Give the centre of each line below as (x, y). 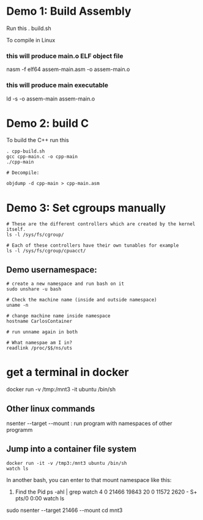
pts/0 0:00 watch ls (40, 498)
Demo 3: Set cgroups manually (86, 208)
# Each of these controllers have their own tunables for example (93, 246)
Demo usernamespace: (52, 270)
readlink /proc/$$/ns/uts (39, 348)
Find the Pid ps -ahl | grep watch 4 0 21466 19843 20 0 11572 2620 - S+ (106, 492)
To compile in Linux (31, 40)
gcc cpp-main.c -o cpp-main (42, 157)
